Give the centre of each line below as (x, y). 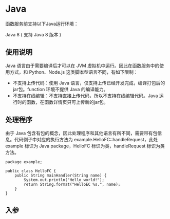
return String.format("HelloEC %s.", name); (72, 184)
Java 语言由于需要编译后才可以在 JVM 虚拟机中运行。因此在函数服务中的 (82, 65)
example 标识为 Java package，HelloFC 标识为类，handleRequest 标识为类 (85, 146)
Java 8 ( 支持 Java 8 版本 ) (33, 34)
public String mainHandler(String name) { (61, 175)
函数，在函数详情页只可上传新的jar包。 (68, 102)
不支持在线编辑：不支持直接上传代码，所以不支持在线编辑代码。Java (85, 96)
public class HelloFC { (31, 171)
